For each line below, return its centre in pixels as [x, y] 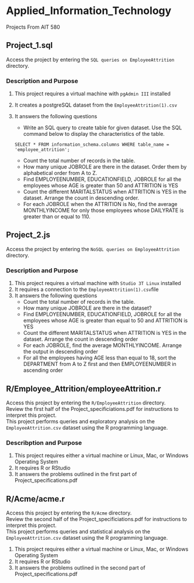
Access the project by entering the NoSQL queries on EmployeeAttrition [93, 249]
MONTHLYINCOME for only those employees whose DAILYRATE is [103, 210]
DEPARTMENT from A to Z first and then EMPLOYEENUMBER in [100, 364]
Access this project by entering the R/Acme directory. [69, 513]
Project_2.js [28, 235]
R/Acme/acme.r [36, 499]
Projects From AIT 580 [33, 27]
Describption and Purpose [44, 443]
